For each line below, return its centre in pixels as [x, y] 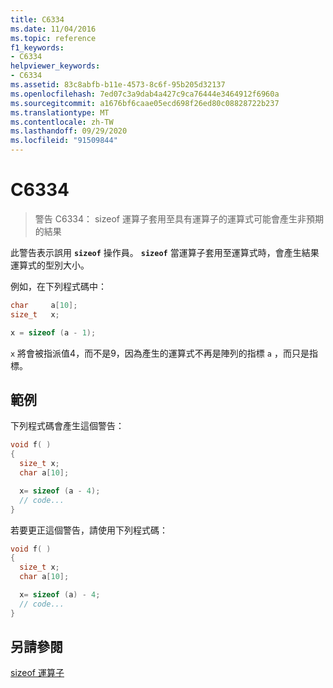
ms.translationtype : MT [60, 112]
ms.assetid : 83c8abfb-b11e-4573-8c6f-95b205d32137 [118, 85]
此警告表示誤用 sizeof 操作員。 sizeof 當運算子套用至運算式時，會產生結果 [165, 252]
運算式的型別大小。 [50, 265]
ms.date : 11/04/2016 [53, 29]
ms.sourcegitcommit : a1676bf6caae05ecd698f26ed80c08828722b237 [145, 103]
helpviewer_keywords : [55, 66]
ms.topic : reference [53, 38]
